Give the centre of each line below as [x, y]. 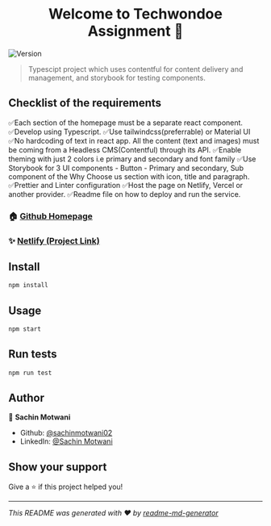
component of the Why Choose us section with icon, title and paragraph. [129, 176]
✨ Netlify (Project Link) [54, 240]
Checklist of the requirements [85, 103]
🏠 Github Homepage [50, 216]
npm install [28, 286]
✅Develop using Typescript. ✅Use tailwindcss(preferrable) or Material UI [129, 131]
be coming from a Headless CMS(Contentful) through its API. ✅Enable [125, 149]
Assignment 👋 [135, 31]
